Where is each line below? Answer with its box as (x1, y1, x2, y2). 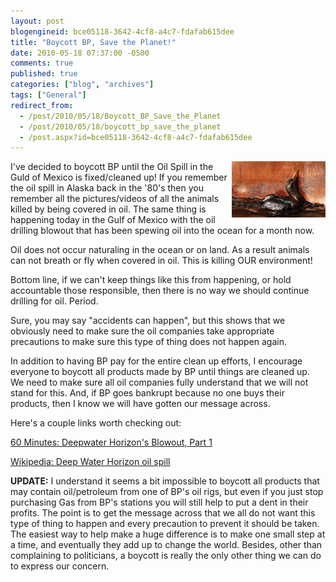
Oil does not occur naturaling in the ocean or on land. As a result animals (10, 244, 310, 256)
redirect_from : (10, 100, 74, 110)
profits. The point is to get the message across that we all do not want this (10, 507, 316, 519)
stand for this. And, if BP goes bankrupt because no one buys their (10, 387, 285, 399)
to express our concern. (10, 560, 110, 572)
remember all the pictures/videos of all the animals (10, 193, 220, 205)
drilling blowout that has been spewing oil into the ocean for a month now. (10, 225, 315, 237)
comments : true (10, 58, 74, 69)
